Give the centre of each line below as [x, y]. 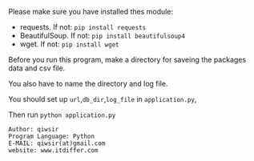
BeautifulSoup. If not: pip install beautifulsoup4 [103, 36]
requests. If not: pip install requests [83, 27]
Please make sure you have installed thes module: [91, 12]
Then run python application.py [62, 115]
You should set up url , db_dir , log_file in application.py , [103, 99]
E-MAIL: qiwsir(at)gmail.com [57, 143]
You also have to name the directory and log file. [88, 84]
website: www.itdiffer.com [53, 151]
